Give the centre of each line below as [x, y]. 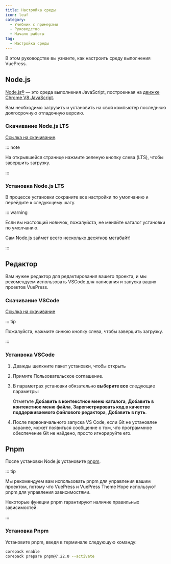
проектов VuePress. [27, 287]
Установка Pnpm [27, 531]
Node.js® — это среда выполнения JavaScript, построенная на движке [82, 92]
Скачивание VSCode [32, 300]
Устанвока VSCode [30, 355]
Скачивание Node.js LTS [37, 126]
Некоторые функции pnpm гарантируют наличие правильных [72, 502]
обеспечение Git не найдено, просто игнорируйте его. [72, 433]
